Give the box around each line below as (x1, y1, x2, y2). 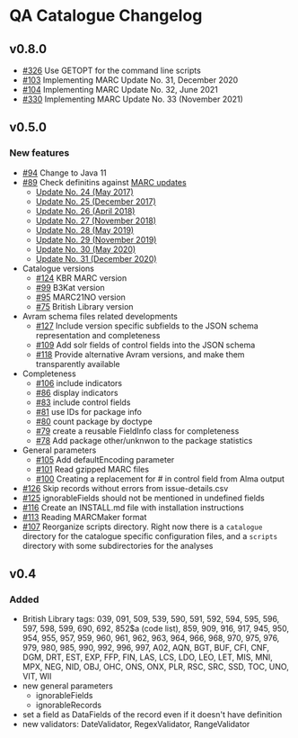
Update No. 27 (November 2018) (35, 215, 157, 226)
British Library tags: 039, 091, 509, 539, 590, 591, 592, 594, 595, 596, (22, 614, 280, 625)
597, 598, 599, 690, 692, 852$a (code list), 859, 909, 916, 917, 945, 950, (22, 623, 290, 634)
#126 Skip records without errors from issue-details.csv (22, 482, 229, 493)
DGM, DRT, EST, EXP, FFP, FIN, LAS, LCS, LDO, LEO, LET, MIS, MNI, (22, 652, 274, 662)
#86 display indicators (35, 387, 118, 398)
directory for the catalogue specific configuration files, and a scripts (22, 530, 278, 541)
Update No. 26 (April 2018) (35, 205, 136, 216)
